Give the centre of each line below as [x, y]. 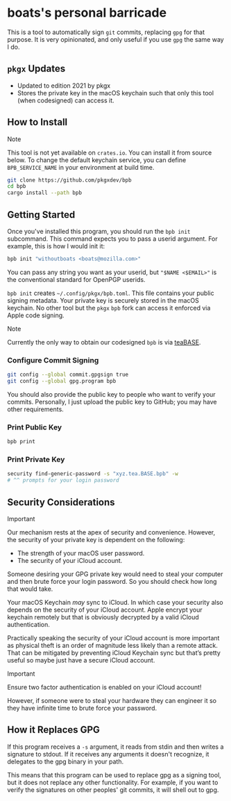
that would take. [30, 589]
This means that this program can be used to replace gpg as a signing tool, [114, 775]
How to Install [37, 122]
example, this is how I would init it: [56, 246]
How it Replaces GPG [54, 730]
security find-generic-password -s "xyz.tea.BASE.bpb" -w [93, 474]
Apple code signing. [36, 315]
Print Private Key [36, 459]
